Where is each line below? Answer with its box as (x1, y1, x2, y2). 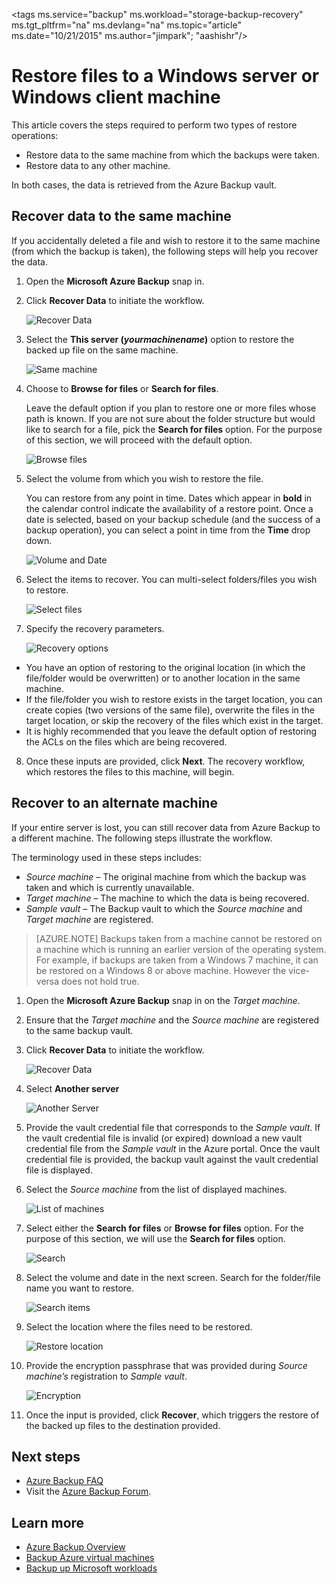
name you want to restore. (25, 1282, 135, 1294)
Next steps (11, 1448, 81, 1465)
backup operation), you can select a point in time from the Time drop (25, 524, 311, 536)
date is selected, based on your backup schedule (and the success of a (25, 513, 321, 525)
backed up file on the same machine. (25, 344, 179, 356)
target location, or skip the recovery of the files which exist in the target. (25, 714, 324, 726)
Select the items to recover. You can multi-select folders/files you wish (25, 573, 318, 585)
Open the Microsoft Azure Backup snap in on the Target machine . (25, 994, 301, 1006)
